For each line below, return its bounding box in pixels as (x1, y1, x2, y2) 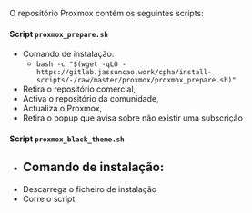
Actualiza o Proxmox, (22, 103, 103, 114)
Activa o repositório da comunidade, (22, 93, 159, 104)
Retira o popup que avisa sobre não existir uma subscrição (22, 112, 244, 123)
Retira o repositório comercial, (22, 83, 136, 94)
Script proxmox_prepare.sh (9, 28, 109, 39)
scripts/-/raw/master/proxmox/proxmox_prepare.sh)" (35, 76, 237, 85)
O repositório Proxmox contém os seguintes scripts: (9, 8, 205, 18)
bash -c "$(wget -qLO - (35, 60, 127, 69)
